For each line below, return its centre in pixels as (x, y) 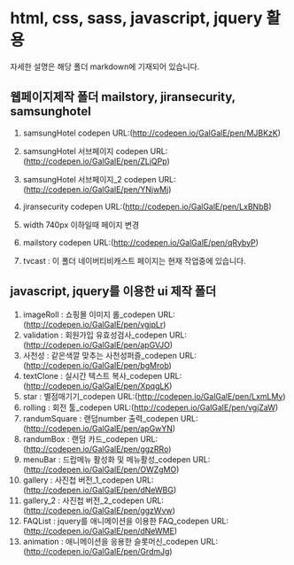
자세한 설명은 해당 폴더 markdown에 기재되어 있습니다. (105, 66)
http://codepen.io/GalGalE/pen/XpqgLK (98, 385)
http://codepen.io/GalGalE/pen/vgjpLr (95, 324)
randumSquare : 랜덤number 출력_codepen (101, 418)
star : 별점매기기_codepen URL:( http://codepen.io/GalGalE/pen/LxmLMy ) (154, 396)
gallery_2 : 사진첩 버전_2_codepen (84, 500)
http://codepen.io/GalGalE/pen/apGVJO (98, 344)
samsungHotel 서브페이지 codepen (85, 151)
